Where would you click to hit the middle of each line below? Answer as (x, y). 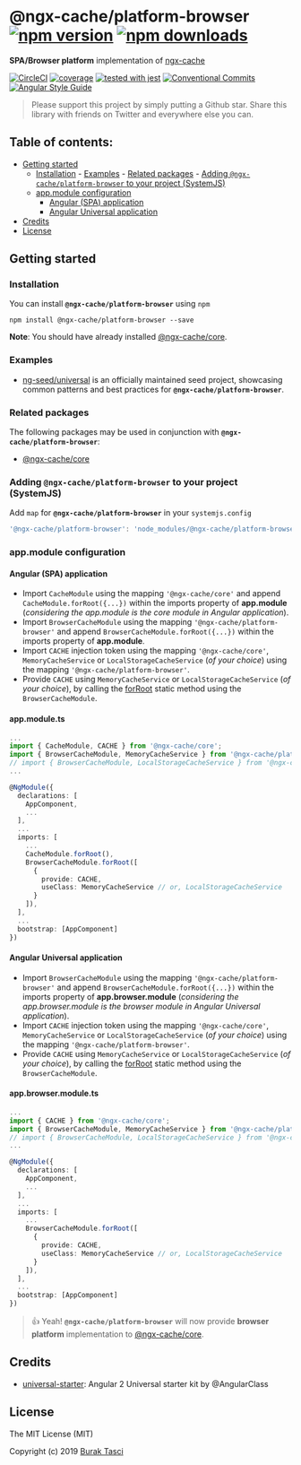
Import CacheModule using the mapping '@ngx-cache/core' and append (151, 594)
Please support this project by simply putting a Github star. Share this (159, 104)
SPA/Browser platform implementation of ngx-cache (107, 60)
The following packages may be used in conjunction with (114, 432)
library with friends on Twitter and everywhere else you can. (142, 114)
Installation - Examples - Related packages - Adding (132, 173)
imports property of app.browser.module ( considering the (130, 996)
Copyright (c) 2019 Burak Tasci (66, 1451)
